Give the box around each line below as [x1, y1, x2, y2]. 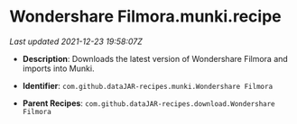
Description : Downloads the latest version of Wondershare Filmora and [22, 53, 289, 64]
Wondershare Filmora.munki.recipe [9, 6, 282, 27]
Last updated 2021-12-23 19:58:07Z [9, 36, 143, 47]
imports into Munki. [22, 63, 95, 74]
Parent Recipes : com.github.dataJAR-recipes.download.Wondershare [22, 97, 275, 109]
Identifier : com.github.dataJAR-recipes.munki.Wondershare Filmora [22, 80, 274, 91]
